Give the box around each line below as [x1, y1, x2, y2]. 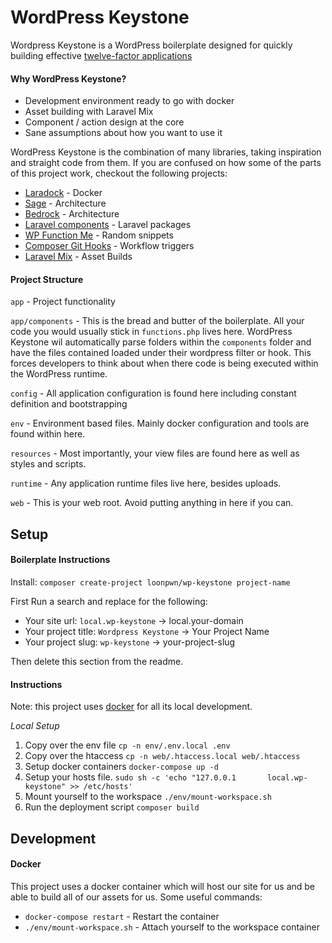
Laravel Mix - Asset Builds [24, 251, 133, 263]
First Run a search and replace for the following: [10, 595, 208, 607]
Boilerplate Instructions [10, 554, 111, 566]
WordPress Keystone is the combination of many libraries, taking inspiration [10, 146, 322, 158]
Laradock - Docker [24, 187, 103, 199]
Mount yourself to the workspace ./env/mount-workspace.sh [24, 791, 272, 803]
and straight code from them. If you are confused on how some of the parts [10, 157, 322, 169]
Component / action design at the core [24, 116, 185, 128]
